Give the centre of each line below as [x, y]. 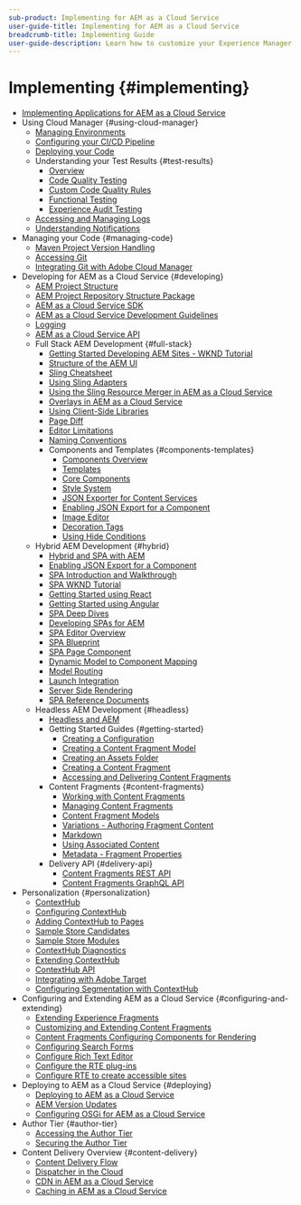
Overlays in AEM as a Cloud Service [115, 402]
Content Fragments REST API [117, 873]
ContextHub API [65, 969]
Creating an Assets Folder [110, 758]
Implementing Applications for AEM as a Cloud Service [123, 113]
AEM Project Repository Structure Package [115, 296]
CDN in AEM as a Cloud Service [94, 1181]
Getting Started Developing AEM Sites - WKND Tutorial [151, 353]
